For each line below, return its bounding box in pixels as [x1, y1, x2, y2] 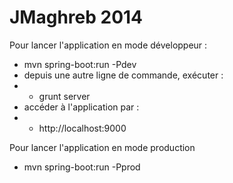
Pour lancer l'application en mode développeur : [9, 39, 208, 51]
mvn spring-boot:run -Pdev [23, 58, 137, 70]
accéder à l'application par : [23, 101, 140, 113]
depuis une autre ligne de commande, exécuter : [23, 69, 224, 81]
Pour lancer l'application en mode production [9, 141, 196, 153]
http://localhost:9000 [38, 122, 127, 134]
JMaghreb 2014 [9, 6, 144, 29]
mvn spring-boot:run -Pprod [23, 161, 141, 173]
